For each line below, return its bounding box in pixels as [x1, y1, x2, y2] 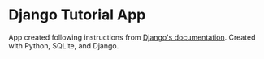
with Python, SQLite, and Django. [8, 40, 119, 50]
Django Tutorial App [8, 6, 146, 24]
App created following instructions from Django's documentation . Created [8, 32, 256, 42]
